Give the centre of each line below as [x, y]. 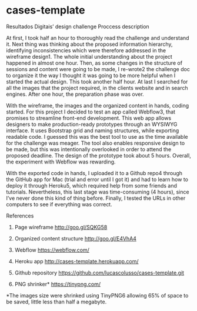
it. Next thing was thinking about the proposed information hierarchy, [89, 44]
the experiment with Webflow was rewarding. [61, 162]
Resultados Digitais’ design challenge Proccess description [78, 26]
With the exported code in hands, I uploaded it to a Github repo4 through [94, 173]
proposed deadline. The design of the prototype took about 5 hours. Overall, [98, 155]
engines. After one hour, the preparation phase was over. [75, 94]
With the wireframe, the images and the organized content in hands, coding [98, 105]
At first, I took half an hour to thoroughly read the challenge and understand [98, 38]
